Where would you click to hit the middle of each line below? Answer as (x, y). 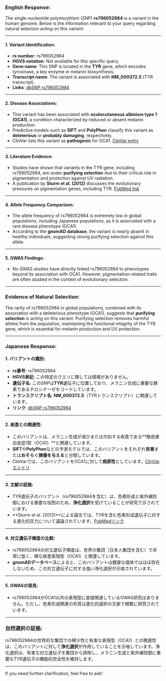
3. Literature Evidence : (29, 157)
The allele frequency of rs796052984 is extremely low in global (77, 216)
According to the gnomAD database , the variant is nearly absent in (81, 231)
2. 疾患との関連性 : (23, 424)
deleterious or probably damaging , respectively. (62, 135)
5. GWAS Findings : (25, 258)
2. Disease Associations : (31, 104)
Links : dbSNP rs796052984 (41, 87)
